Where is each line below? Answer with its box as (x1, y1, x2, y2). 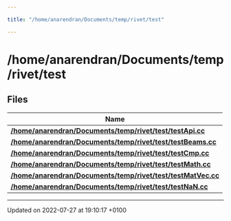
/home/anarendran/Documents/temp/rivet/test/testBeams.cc (10, 137, 217, 147)
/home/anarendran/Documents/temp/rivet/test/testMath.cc (10, 159, 211, 169)
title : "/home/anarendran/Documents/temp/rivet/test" (7, 16, 165, 23)
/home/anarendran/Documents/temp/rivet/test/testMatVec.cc (10, 170, 220, 180)
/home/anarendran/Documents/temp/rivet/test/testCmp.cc (10, 148, 210, 158)
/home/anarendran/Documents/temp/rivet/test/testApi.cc (10, 125, 205, 135)
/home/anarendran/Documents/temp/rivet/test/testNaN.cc (10, 182, 208, 191)
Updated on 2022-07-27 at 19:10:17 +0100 (7, 206, 127, 214)
